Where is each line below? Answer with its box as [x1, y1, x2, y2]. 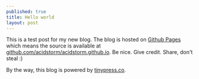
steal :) [6, 55, 23, 62]
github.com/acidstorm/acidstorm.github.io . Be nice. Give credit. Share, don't [6, 49, 193, 56]
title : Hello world [6, 14, 55, 20]
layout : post [6, 20, 39, 26]
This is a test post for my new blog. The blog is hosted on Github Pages [6, 36, 181, 43]
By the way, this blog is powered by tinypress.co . [6, 67, 127, 74]
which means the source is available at [6, 42, 101, 49]
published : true [6, 8, 46, 15]
